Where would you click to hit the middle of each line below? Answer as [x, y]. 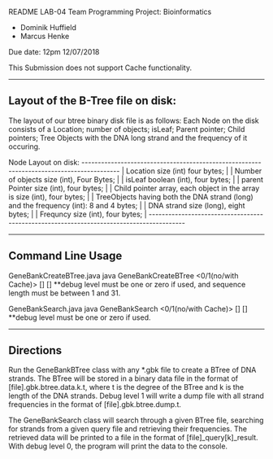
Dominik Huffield [48, 27]
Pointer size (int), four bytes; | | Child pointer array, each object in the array [134, 188]
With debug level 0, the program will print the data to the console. [118, 446]
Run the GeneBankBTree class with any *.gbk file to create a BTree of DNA [132, 370]
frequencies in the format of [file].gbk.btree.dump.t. [95, 404]
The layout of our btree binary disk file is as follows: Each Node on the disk [134, 120]
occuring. [24, 146]
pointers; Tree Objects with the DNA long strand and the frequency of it [128, 138]
